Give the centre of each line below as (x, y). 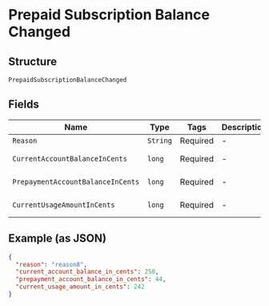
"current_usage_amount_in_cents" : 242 (80, 287)
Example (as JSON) (57, 239)
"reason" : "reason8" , (52, 264)
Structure (33, 61)
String (159, 141)
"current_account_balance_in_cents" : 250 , (87, 272)
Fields (24, 105)
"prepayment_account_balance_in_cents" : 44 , (91, 279)
